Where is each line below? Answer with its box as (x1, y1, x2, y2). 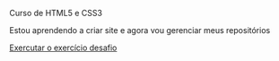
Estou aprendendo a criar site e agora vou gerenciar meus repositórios (9, 25, 271, 35)
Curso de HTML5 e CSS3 (9, 8, 103, 18)
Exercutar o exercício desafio (9, 42, 118, 53)
